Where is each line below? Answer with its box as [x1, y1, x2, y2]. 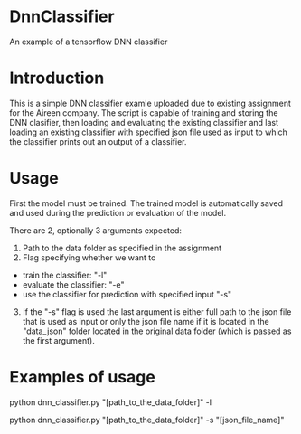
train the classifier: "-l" [22, 269, 108, 280]
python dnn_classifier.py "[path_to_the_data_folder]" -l [9, 396, 212, 408]
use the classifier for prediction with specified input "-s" [22, 288, 232, 299]
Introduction [9, 68, 105, 89]
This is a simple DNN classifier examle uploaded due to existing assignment [9, 98, 292, 108]
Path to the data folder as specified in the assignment [22, 242, 222, 253]
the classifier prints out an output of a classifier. [9, 136, 187, 146]
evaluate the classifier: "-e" [22, 278, 125, 290]
